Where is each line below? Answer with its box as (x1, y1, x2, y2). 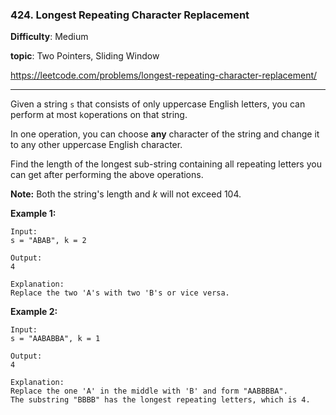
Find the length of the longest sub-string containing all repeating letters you (10, 158, 322, 170)
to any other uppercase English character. (10, 139, 183, 151)
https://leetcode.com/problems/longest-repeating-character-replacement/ (10, 69, 318, 82)
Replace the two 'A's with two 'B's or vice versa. (10, 288, 230, 298)
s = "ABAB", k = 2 (10, 236, 87, 246)
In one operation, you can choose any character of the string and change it (10, 128, 320, 140)
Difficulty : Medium (10, 31, 89, 43)
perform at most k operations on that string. (10, 109, 188, 121)
